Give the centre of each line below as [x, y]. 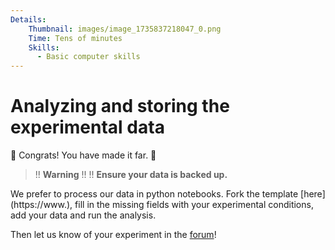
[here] [313, 194]
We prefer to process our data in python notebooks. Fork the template [154, 194]
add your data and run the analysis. [83, 215]
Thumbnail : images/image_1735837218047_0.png [125, 29]
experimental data [87, 127]
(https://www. [39, 205]
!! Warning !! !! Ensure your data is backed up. [131, 175]
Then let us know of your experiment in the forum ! [113, 235]
